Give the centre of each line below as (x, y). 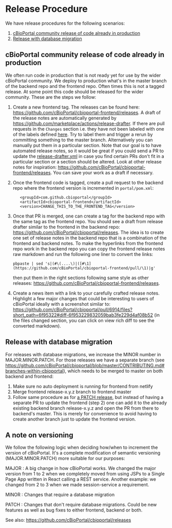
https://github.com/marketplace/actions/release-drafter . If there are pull (89, 123)
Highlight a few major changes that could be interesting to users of (83, 298)
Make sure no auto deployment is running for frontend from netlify (83, 386)
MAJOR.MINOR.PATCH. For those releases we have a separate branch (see (85, 360)
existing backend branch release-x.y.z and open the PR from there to (86, 408)
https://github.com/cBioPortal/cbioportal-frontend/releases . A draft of (87, 112)
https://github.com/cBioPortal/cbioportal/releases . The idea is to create (88, 232)
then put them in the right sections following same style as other (81, 278)
